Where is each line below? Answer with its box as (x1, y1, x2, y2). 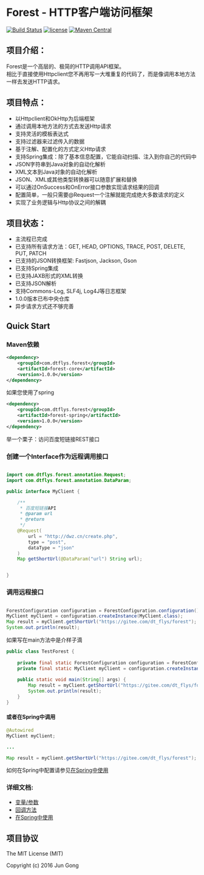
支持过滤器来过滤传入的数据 (15, 138, 85, 145)
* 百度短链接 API (19, 505, 56, 511)
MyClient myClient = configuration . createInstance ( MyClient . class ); (6, 613, 183, 619)
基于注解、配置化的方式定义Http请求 (15, 145, 106, 152)
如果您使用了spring (6, 389, 55, 396)
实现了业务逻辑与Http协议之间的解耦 (15, 199, 106, 206)
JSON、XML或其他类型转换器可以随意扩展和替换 (15, 175, 138, 183)
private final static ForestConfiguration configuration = (17, 659, 170, 666)
